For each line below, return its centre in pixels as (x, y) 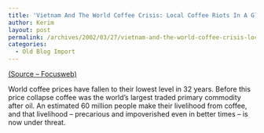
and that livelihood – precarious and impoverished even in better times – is (128, 114)
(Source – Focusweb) (42, 74)
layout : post (29, 30)
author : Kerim (31, 23)
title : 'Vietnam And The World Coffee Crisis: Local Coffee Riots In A (128, 15)
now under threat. (37, 122)
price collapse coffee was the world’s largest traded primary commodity (125, 97)
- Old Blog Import (46, 52)
